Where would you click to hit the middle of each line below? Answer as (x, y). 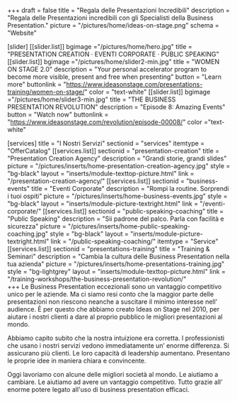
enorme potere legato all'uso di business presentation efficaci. (98, 389)
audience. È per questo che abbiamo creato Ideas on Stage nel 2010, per (114, 309)
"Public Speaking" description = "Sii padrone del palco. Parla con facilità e (116, 219)
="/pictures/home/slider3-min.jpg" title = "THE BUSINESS (92, 99)
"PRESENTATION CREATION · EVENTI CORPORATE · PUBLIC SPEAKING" (113, 54)
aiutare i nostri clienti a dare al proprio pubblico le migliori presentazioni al (115, 317)
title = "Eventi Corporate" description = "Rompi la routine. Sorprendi (130, 188)
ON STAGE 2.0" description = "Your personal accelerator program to (107, 69)
